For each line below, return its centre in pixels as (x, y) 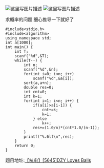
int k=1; (33, 96)
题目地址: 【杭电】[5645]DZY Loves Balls (48, 160)
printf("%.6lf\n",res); (49, 137)
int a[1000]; (19, 43)
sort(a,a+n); (38, 83)
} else (40, 119)
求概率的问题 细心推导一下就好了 (40, 19)
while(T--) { (28, 60)
